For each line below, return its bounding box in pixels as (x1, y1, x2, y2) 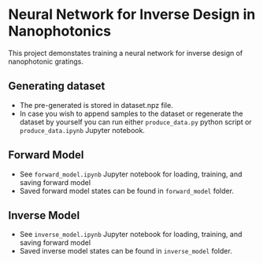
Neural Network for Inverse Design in (8, 6, 256, 24)
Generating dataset (8, 80, 106, 93)
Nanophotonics (8, 22, 112, 40)
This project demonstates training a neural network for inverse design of (8, 48, 243, 57)
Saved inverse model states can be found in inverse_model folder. (19, 246, 232, 256)
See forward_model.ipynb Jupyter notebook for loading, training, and (19, 169, 243, 179)
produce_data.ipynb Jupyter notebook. (19, 125, 146, 135)
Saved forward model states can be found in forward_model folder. (19, 186, 235, 195)
